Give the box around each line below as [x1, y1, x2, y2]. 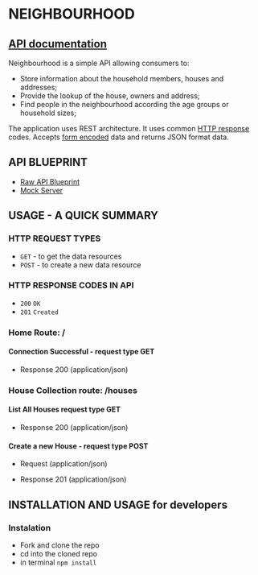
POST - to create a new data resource [19, 259, 141, 270]
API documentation [8, 37, 107, 51]
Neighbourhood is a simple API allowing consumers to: [8, 58, 190, 68]
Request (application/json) [19, 459, 108, 469]
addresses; [19, 82, 58, 92]
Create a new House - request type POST [8, 441, 149, 451]
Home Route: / [8, 327, 66, 338]
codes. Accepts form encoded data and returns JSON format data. [8, 132, 229, 142]
